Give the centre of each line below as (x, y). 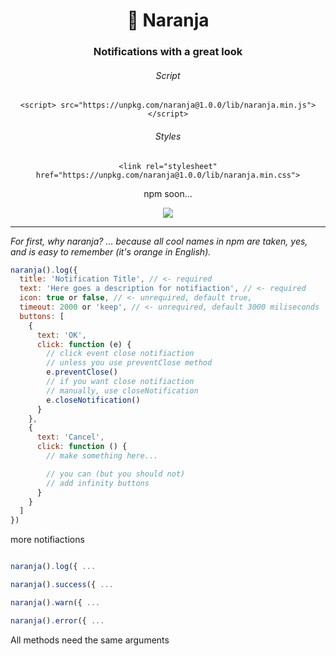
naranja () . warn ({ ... (55, 602)
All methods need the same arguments (90, 640)
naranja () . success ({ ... (62, 585)
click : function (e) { (84, 344)
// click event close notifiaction (120, 354)
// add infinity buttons (98, 483)
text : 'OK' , (61, 335)
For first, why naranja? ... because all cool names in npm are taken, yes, (159, 241)
